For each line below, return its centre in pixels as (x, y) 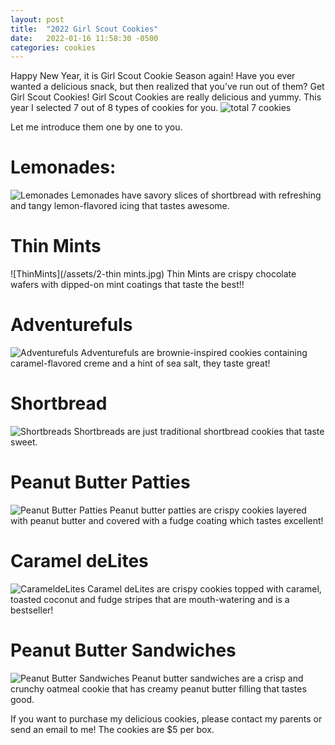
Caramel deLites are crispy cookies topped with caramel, (204, 588)
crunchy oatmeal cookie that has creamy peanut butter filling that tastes (158, 688)
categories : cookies (53, 47)
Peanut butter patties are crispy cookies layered (208, 510)
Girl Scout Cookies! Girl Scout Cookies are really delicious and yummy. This (166, 97)
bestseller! (32, 610)
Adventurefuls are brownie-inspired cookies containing (194, 353)
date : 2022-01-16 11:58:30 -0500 (84, 38)
